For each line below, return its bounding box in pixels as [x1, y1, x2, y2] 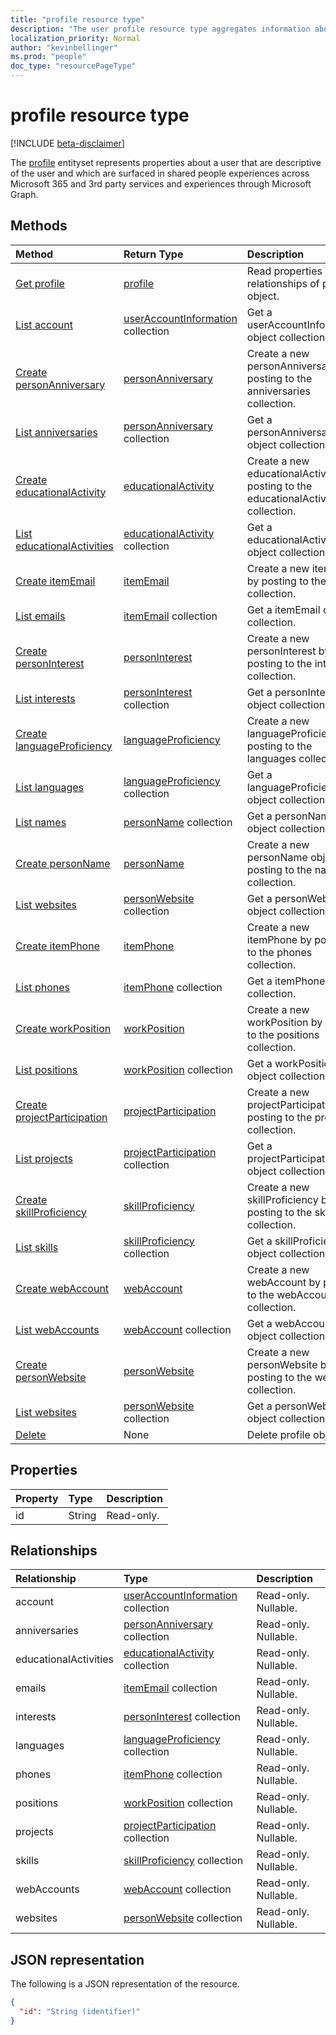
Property [15, 1491, 59, 1505]
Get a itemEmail [246, 602, 321, 616]
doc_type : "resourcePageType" [10, 61, 137, 71]
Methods [10, 217, 68, 235]
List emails [15, 609, 66, 623]
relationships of [246, 276, 320, 290]
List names [15, 815, 67, 829]
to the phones [246, 945, 313, 959]
